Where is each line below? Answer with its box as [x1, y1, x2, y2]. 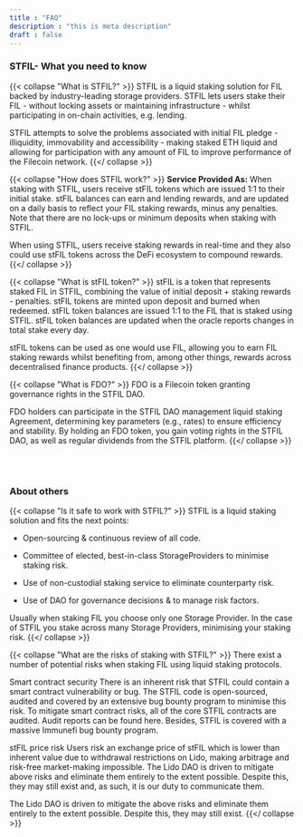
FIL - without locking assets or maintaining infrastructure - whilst [9, 100, 251, 111]
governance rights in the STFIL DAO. [9, 388, 146, 399]
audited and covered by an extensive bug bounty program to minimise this [9, 696, 287, 706]
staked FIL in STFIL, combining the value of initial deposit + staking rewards [9, 286, 291, 297]
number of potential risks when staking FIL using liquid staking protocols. [9, 658, 282, 669]
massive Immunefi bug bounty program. [9, 725, 159, 735]
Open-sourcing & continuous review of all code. [22, 532, 202, 543]
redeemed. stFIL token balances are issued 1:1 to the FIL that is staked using [9, 305, 292, 316]
